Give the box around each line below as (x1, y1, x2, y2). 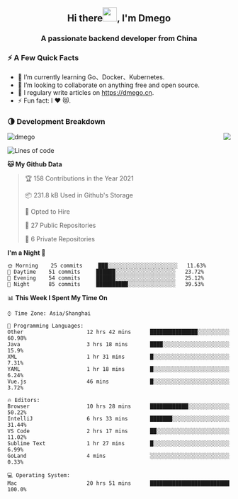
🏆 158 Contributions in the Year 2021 (24, 174, 134, 183)
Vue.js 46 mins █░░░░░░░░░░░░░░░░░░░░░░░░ (7, 378, 230, 385)
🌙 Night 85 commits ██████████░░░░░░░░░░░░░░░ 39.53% (7, 280, 204, 287)
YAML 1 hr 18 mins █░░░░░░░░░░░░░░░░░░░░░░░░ (7, 365, 230, 372)
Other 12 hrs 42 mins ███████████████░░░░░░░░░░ (7, 328, 230, 335)
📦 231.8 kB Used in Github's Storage (24, 190, 133, 199)
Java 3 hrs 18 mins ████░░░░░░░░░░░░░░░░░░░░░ (7, 340, 230, 348)
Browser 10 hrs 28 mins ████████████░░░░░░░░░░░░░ (7, 403, 230, 410)
